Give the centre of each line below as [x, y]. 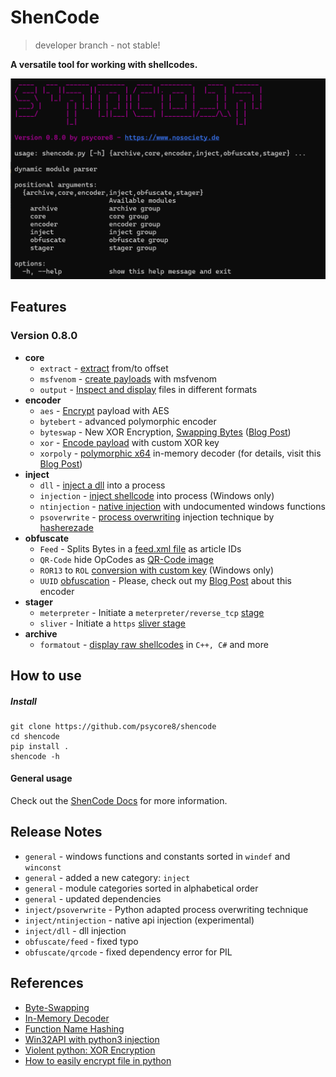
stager [38, 602]
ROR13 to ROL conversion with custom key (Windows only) [156, 570]
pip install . [40, 746]
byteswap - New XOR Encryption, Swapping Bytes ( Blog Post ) [165, 432]
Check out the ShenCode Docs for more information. [119, 801]
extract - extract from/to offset [104, 368]
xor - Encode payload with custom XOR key [129, 442]
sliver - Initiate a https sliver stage [112, 623]
